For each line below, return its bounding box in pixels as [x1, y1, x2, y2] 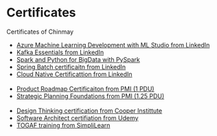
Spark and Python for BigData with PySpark [16, 55, 140, 63]
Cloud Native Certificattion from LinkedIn [16, 70, 133, 78]
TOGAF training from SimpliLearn [16, 121, 111, 129]
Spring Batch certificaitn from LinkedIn [16, 63, 126, 71]
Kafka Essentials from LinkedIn [16, 48, 104, 56]
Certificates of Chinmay [6, 27, 73, 36]
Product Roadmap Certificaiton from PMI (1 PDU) [16, 84, 155, 93]
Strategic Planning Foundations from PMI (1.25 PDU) [16, 91, 165, 100]
